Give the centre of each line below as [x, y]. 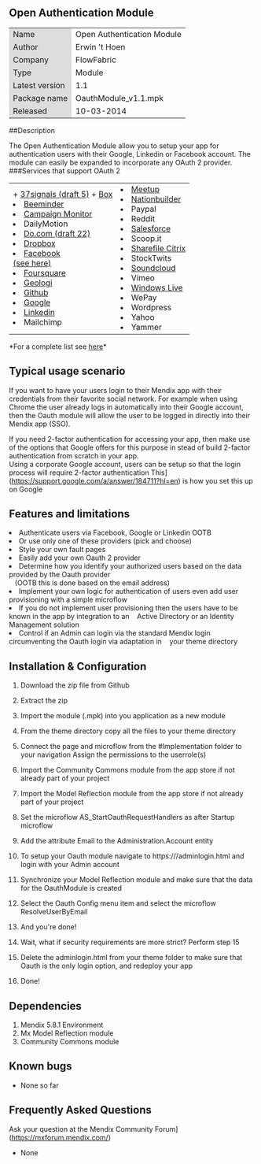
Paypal [143, 209]
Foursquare [45, 272]
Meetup [145, 189]
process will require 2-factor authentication [79, 473]
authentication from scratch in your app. [74, 455]
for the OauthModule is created [71, 888]
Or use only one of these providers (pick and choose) [105, 541]
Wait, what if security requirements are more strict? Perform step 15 [130, 942]
